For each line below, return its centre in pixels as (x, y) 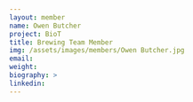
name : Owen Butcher (45, 26)
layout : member (37, 17)
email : (21, 59)
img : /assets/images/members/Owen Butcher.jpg (97, 51)
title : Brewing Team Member (61, 42)
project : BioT (36, 34)
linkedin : (28, 83)
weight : (24, 67)
